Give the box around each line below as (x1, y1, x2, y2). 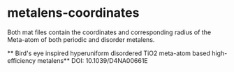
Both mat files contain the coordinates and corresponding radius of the (7, 28, 212, 36)
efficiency (7, 56, 36, 64)
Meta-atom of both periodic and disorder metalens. (7, 35, 155, 43)
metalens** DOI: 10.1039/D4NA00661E (37, 56, 148, 64)
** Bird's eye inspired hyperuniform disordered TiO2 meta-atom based (7, 49, 211, 57)
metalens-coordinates (7, 5, 140, 21)
